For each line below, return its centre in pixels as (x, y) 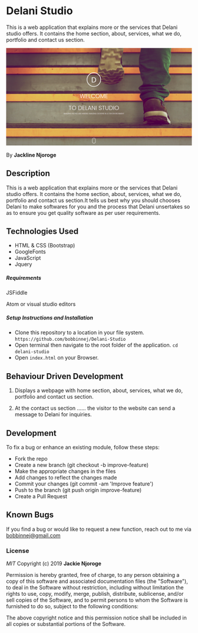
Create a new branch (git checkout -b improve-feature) (82, 465)
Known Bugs (30, 515)
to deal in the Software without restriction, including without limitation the (95, 588)
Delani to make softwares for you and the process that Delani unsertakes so (98, 206)
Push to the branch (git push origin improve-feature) (78, 490)
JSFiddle (17, 293)
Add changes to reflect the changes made (66, 477)
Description (28, 173)
